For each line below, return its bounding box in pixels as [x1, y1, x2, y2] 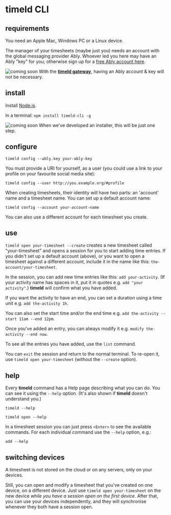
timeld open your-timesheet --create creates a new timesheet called [5, 242, 152, 248]
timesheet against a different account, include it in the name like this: [5, 259, 150, 265]
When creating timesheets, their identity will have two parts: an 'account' [5, 189, 159, 195]
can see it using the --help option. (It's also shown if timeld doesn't [5, 390, 148, 397]
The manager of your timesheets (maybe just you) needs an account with [5, 48, 160, 53]
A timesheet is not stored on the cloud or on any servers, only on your [5, 467, 152, 473]
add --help [5, 439, 29, 444]
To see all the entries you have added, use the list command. [5, 341, 136, 347]
